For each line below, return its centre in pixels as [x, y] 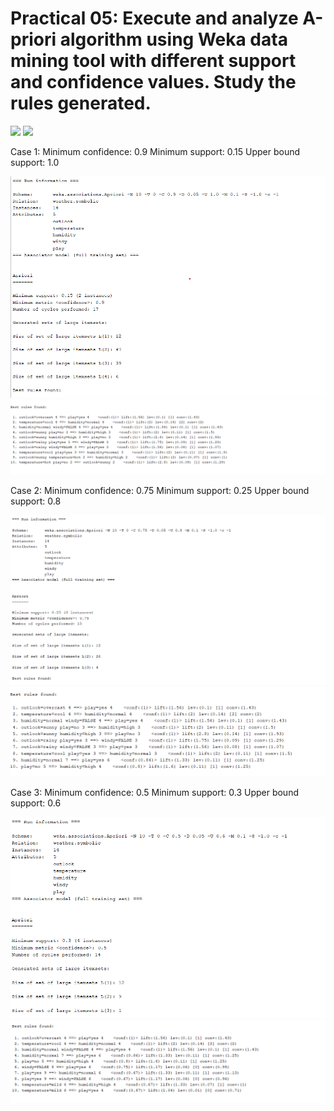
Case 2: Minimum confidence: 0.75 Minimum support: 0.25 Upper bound [160, 490]
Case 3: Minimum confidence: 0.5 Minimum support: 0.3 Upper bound [154, 793]
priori [33, 39]
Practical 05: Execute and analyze [154, 18]
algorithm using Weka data [173, 39]
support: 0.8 [36, 501]
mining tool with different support [153, 61]
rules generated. [81, 103]
